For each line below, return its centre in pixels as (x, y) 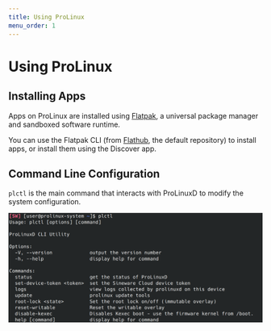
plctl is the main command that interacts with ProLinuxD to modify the (126, 193)
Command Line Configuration (84, 174)
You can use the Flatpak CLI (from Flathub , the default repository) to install (132, 140)
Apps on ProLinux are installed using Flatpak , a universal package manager (133, 115)
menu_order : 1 (32, 25)
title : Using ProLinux (46, 17)
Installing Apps (47, 96)
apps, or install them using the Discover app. (83, 149)
